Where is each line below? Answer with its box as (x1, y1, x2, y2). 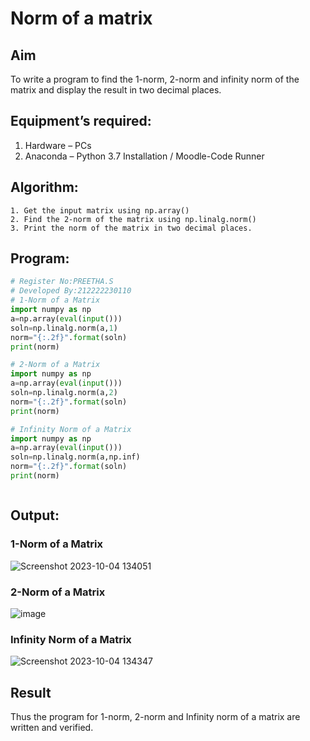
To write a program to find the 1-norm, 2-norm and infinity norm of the (10, 73, 300, 85)
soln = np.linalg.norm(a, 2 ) (10, 388, 118, 398)
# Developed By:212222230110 (10, 286, 132, 296)
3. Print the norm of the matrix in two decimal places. (10, 223, 253, 233)
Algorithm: (10, 179, 79, 196)
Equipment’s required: (10, 113, 152, 130)
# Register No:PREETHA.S (10, 277, 114, 287)
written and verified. (10, 722, 94, 734)
